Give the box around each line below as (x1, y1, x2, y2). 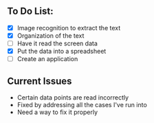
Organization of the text (16, 31, 85, 40)
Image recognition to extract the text (16, 23, 121, 32)
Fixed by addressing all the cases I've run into (16, 100, 148, 109)
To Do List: (7, 5, 54, 17)
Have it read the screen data (16, 39, 98, 47)
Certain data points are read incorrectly (16, 93, 129, 102)
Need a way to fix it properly (16, 108, 98, 116)
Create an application (16, 55, 78, 63)
